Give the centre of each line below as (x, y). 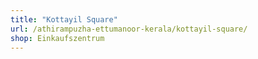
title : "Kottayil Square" (64, 19)
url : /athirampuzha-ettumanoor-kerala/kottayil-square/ (129, 29)
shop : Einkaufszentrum (57, 38)
